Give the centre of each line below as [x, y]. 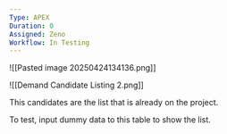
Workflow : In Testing [50, 42]
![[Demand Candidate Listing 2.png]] [77, 85]
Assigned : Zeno [38, 34]
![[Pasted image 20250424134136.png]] [83, 68]
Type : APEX [29, 17]
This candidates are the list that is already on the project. [114, 103]
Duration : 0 [31, 26]
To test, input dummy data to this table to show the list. [110, 120]
